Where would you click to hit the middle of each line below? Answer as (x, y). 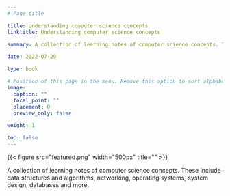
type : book (23, 69)
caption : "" (30, 94)
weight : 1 (21, 126)
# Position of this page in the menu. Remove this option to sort (104, 82)
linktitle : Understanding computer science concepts (84, 32)
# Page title (26, 13)
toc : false (23, 138)
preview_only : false (42, 113)
